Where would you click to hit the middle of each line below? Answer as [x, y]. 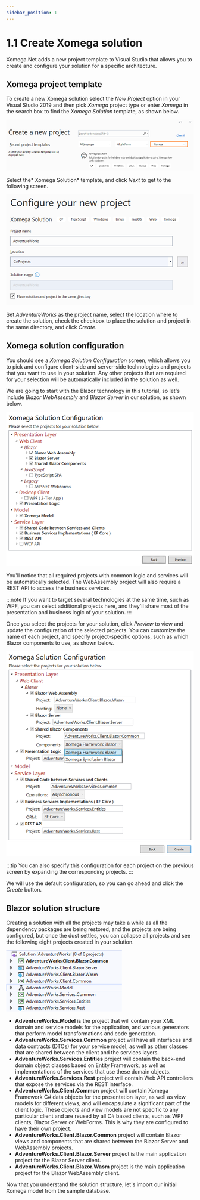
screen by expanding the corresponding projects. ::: [70, 872]
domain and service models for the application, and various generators [102, 1027]
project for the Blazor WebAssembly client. [67, 1173]
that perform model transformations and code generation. [85, 1033]
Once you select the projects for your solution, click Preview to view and [95, 624]
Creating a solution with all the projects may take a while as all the [87, 923]
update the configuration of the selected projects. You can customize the [96, 630]
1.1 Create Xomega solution [74, 43]
